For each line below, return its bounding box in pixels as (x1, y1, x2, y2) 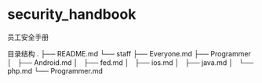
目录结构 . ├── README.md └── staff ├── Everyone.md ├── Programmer (7, 49, 252, 58)
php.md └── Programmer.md (7, 66, 103, 75)
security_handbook (7, 5, 136, 23)
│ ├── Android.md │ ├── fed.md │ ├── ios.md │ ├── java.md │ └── (7, 57, 254, 67)
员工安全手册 (7, 32, 49, 41)
